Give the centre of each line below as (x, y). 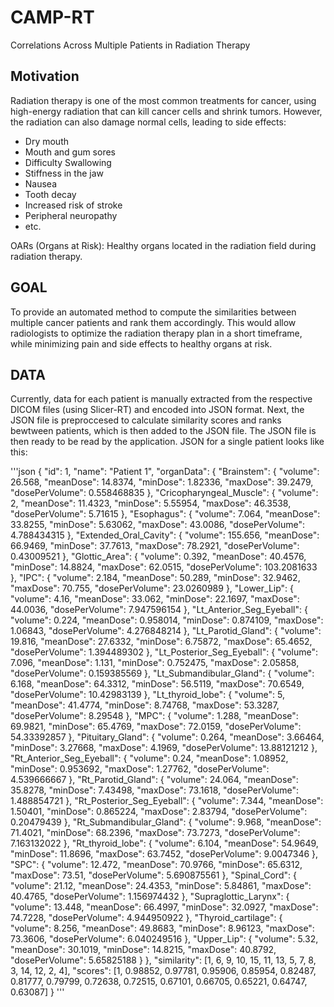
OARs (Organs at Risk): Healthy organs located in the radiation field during (163, 245)
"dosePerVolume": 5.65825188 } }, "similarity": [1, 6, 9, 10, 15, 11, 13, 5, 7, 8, (163, 960)
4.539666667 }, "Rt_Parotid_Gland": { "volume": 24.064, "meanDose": (154, 780)
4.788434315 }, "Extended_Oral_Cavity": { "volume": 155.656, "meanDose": (165, 535)
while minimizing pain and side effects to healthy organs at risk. (141, 343)
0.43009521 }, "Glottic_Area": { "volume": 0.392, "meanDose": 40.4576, (158, 557)
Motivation (45, 76)
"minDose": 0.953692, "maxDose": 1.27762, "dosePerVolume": (140, 769)
